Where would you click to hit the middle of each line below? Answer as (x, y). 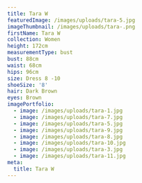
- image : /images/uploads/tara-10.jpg (70, 143)
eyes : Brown (24, 98)
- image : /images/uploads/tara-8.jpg (68, 136)
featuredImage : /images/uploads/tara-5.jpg (71, 20)
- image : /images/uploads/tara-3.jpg (68, 150)
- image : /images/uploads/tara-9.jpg (68, 130)
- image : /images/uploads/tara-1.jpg (68, 111)
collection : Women (34, 40)
